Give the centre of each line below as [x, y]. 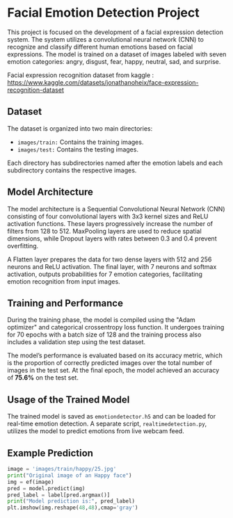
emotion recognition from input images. [64, 281]
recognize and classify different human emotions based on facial [100, 47]
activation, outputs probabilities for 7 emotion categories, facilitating [105, 274]
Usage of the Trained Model [69, 399]
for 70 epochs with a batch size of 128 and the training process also [104, 334]
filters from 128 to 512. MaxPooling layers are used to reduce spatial [104, 231]
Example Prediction [50, 453]
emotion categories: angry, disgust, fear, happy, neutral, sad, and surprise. [114, 61]
